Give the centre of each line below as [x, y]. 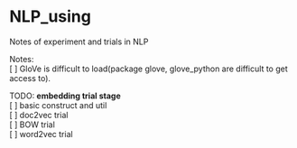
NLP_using [51, 17]
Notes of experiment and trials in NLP [79, 42]
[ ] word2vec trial [42, 134]
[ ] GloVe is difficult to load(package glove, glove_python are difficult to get [149, 69]
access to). [30, 78]
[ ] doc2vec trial [39, 115]
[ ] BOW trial [32, 125]
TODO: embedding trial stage [65, 96]
